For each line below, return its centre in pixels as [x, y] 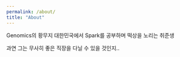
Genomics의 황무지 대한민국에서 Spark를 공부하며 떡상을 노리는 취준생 [90, 35]
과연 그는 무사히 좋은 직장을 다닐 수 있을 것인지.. [63, 48]
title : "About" [26, 17]
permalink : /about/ [31, 12]
